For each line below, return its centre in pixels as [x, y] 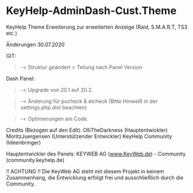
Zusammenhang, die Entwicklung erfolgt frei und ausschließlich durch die [95, 177]
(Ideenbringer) [23, 142]
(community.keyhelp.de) [35, 160]
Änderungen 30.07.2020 [35, 44]
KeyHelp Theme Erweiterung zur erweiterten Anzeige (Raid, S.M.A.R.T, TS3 [97, 27]
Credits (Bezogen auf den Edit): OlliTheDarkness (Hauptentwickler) [87, 130]
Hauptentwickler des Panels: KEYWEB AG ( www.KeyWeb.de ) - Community [96, 154]
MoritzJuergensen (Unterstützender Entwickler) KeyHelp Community [89, 136]
